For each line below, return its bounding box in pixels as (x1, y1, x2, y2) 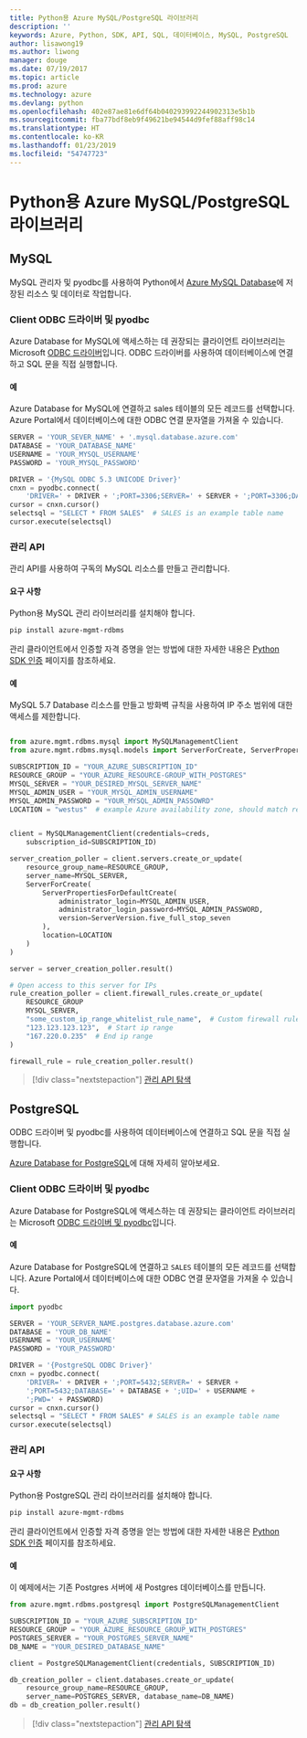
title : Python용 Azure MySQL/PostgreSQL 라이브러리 (9, 13, 199, 23)
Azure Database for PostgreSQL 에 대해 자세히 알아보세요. (9, 1158, 220, 1169)
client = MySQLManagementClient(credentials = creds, (9, 829, 210, 839)
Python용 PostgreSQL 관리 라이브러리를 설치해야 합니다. (9, 1490, 213, 1501)
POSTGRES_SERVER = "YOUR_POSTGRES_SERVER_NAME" (9, 1633, 195, 1643)
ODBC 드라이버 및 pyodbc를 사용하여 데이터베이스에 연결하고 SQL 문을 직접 (9, 1127, 281, 1138)
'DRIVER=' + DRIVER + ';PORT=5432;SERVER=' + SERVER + (26, 1377, 239, 1387)
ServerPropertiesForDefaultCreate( (42, 888, 178, 897)
